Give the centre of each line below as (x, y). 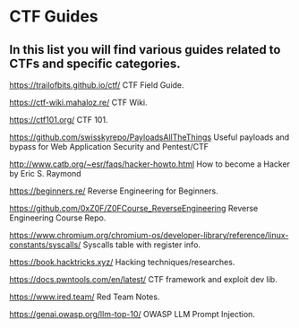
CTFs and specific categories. (95, 63)
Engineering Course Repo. (58, 218)
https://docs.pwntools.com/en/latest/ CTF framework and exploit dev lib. (143, 279)
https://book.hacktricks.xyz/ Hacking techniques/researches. (122, 262)
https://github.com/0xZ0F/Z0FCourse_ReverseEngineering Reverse (134, 208)
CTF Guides (54, 17)
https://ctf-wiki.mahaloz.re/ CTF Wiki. (78, 102)
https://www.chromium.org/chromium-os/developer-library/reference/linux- (149, 235)
